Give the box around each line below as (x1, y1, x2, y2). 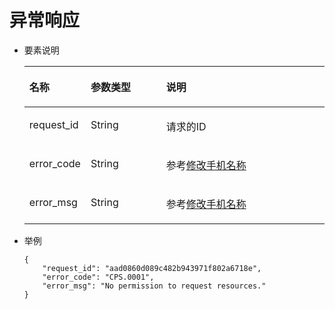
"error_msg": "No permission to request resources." (42, 281, 267, 291)
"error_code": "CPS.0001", (42, 272, 155, 282)
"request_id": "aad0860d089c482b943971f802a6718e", (42, 263, 262, 273)
